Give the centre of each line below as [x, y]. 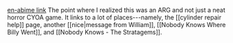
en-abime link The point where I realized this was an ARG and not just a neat [116, 10]
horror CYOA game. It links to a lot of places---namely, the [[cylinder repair [114, 17]
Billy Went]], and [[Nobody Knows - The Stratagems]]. [85, 32]
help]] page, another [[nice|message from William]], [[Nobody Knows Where [116, 25]
